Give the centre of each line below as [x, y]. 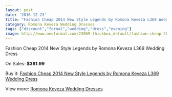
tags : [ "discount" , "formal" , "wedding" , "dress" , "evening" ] [68, 29]
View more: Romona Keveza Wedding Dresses [54, 89]
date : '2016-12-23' [26, 15]
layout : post [19, 10]
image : [12, 34]
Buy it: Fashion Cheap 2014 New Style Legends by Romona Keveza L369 [82, 74]
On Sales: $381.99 [25, 64]
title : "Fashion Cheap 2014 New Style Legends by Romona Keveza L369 [81, 19]
